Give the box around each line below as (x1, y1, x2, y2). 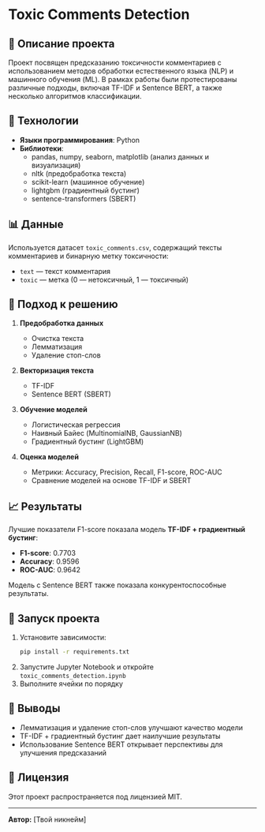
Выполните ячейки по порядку (19, 679, 124, 688)
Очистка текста (31, 334, 84, 343)
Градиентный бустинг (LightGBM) (31, 437, 144, 447)
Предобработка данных (19, 318, 104, 328)
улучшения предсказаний (19, 748, 107, 757)
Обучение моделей (19, 405, 88, 414)
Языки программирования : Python (19, 135, 140, 144)
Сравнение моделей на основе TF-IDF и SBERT (31, 476, 192, 485)
